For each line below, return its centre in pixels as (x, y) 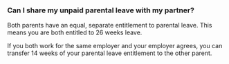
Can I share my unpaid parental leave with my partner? (101, 10)
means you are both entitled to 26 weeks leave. (75, 32)
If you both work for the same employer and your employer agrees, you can (115, 46)
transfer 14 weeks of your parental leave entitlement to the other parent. (110, 53)
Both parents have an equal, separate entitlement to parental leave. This (110, 25)
